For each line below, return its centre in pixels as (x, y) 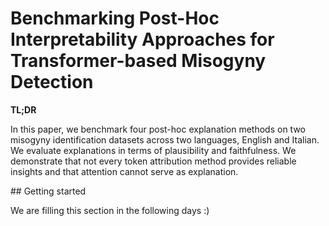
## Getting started (48, 191)
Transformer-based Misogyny (138, 61)
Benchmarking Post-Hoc (115, 18)
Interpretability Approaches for (142, 39)
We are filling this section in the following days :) (110, 210)
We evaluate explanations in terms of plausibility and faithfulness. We (153, 150)
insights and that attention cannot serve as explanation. (124, 171)
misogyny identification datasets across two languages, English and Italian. (165, 139)
